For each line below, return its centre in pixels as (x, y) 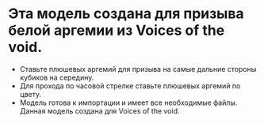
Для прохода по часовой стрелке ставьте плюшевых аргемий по (130, 86)
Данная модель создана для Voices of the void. (99, 110)
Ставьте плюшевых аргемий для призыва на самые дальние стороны (138, 69)
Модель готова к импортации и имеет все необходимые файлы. (128, 102)
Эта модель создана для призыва (126, 14)
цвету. (31, 94)
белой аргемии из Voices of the (117, 30)
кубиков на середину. (57, 77)
